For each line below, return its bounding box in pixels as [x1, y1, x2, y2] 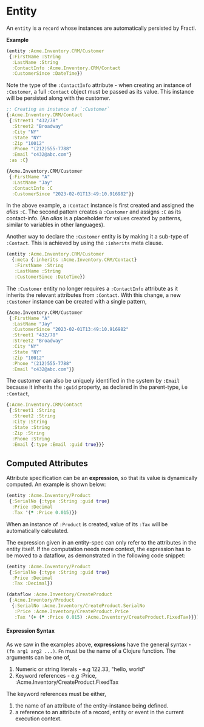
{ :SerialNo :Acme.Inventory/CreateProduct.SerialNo [12, 603, 146, 609]
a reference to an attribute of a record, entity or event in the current [15, 708, 184, 715]
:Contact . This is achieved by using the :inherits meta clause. [6, 239, 163, 247]
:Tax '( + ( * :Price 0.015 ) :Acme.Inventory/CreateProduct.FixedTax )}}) [14, 614, 200, 620]
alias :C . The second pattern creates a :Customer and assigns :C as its [6, 208, 182, 215]
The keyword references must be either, [6, 690, 106, 697]
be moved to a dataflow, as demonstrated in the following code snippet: [6, 552, 186, 559]
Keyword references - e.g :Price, [15, 672, 97, 679]
